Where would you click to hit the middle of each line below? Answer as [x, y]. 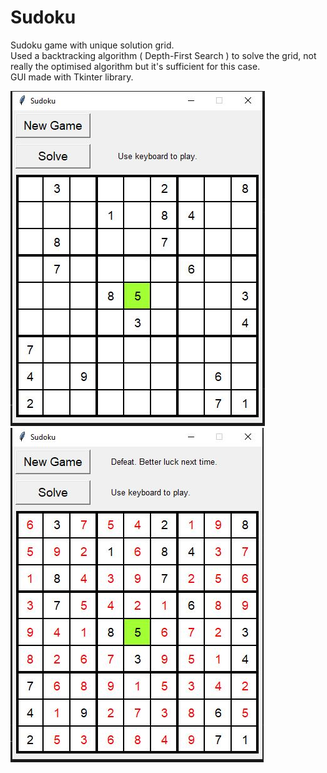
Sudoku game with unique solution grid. [92, 45]
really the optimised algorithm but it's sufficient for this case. [135, 66]
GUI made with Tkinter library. [72, 77]
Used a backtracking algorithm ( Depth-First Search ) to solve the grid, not [163, 55]
